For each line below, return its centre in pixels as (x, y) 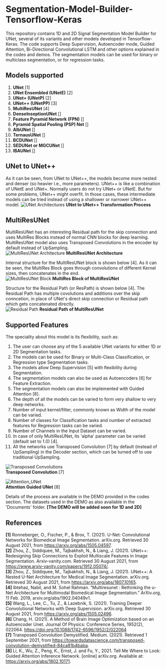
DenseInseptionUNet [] (37, 114)
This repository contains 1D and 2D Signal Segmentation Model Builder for (81, 33)
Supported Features (37, 325)
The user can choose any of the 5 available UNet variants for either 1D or (87, 346)
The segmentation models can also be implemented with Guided (78, 389)
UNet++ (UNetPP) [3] (35, 103)
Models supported (35, 75)
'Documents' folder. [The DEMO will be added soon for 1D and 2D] (74, 507)
